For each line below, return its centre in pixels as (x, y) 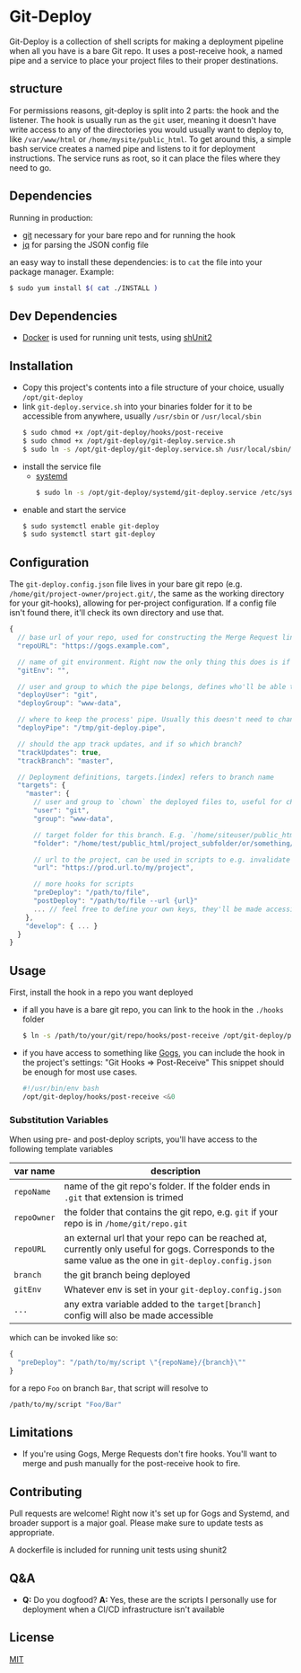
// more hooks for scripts (83, 884)
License (32, 1638)
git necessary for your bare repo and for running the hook (129, 235)
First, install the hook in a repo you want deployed (101, 992)
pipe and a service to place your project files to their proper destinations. (144, 60)
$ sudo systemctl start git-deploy (89, 535)
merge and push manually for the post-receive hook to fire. (131, 1464)
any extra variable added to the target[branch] (163, 1304)
